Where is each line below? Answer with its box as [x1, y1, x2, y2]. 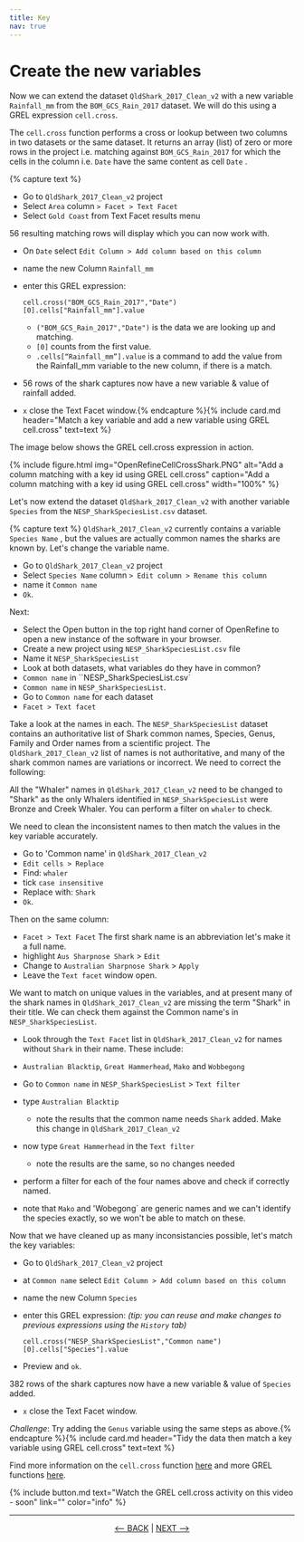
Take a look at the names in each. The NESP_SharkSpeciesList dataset [9, 719, 269, 730]
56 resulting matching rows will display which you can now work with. [9, 228, 270, 239]
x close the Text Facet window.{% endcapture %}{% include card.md [22, 405, 281, 417]
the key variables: [9, 1240, 75, 1250]
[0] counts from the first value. [35, 341, 152, 352]
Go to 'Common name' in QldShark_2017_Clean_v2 [22, 848, 207, 859]
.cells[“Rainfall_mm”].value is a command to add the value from [35, 350, 282, 362]
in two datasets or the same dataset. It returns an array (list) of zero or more [9, 137, 293, 148]
